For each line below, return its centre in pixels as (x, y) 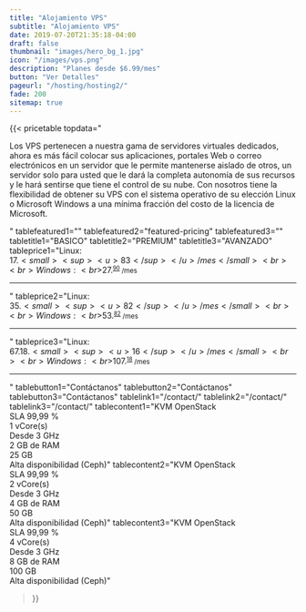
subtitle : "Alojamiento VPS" (65, 26)
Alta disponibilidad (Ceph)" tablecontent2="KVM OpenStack (122, 464)
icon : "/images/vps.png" (56, 60)
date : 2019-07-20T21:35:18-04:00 (73, 35)
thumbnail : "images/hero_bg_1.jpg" (77, 52)
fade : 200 (28, 94)
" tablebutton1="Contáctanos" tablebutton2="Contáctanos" (121, 387)
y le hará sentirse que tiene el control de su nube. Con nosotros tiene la (143, 185)
